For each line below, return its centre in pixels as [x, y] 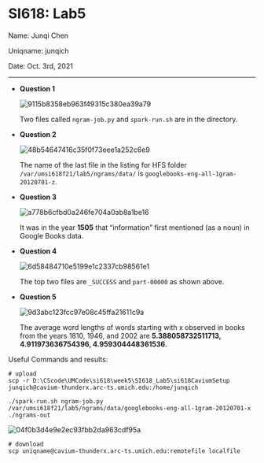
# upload [22, 374]
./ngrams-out [29, 415]
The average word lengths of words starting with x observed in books [132, 327]
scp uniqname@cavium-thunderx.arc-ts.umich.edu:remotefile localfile [125, 451]
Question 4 [38, 251]
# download [26, 444]
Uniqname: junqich [38, 50]
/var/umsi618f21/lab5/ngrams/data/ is [81, 173]
